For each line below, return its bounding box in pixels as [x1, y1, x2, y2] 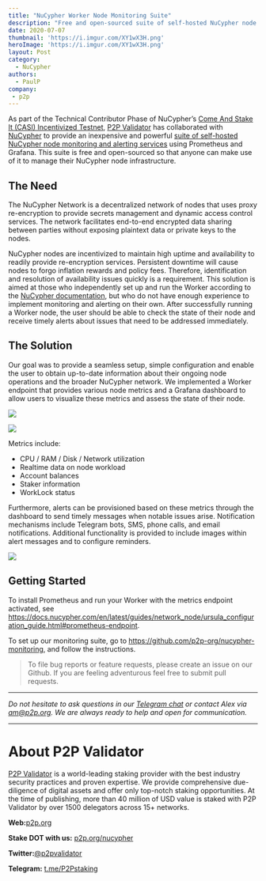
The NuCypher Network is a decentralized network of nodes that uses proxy [8, 200, 257, 210]
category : [8, 56, 41, 64]
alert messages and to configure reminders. [8, 536, 151, 546]
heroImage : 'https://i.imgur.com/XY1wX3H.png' [8, 41, 165, 49]
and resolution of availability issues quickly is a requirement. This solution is [8, 274, 256, 284]
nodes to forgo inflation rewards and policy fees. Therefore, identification [8, 266, 247, 275]
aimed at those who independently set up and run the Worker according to [8, 282, 252, 293]
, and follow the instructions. [43, 644, 136, 653]
